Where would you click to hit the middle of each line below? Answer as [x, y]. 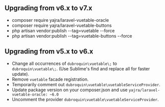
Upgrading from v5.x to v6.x [49, 52]
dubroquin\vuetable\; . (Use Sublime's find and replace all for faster [81, 68]
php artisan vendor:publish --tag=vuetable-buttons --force [72, 36]
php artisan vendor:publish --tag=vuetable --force [63, 30]
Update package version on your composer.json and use [70, 90]
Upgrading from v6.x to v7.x [49, 8]
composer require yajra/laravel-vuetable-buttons [62, 25]
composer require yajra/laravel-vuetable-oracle [60, 20]
